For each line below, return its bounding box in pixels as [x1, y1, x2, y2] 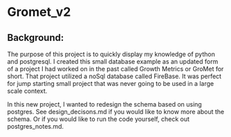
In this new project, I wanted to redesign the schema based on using [7, 100, 202, 108]
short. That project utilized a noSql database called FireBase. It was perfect [7, 72, 222, 80]
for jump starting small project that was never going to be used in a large [7, 80, 214, 87]
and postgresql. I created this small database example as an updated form [7, 57, 219, 66]
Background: [7, 32, 64, 44]
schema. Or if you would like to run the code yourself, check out [7, 115, 190, 123]
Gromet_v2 [7, 4, 71, 20]
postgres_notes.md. [7, 122, 64, 130]
